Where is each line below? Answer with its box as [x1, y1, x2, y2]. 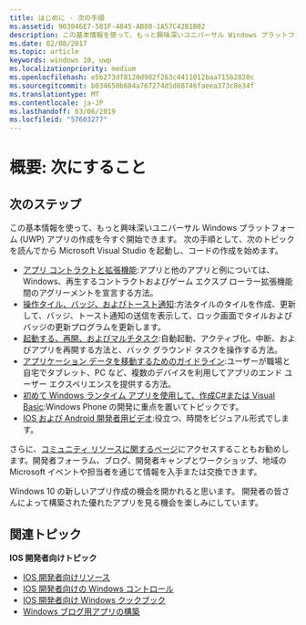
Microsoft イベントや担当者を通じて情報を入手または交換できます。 [9, 466, 262, 477]
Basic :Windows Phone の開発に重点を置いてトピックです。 [22, 401, 244, 412]
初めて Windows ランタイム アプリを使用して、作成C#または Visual [22, 390, 276, 401]
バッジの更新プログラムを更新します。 [22, 321, 166, 333]
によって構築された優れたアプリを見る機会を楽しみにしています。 [16, 497, 264, 508]
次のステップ [9, 196, 82, 212]
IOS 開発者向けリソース [22, 571, 111, 582]
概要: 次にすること [9, 157, 148, 178]
